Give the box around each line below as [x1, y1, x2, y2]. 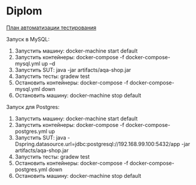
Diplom [6, 4, 42, 18]
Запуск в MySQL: [6, 35, 50, 43]
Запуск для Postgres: [6, 103, 60, 110]
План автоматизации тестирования [6, 24, 97, 31]
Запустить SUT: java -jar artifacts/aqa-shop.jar [14, 66, 131, 73]
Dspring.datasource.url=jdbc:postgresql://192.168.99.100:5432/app [14, 140, 180, 147]
